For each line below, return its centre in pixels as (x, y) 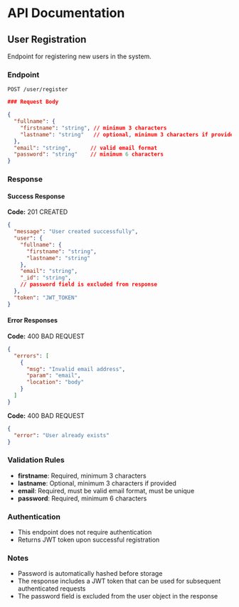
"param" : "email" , (53, 376)
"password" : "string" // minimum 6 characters (89, 154)
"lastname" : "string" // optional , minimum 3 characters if (114, 134)
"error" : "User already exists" (62, 435)
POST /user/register (38, 90)
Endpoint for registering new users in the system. (79, 56)
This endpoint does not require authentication (85, 532)
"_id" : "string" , (46, 278)
